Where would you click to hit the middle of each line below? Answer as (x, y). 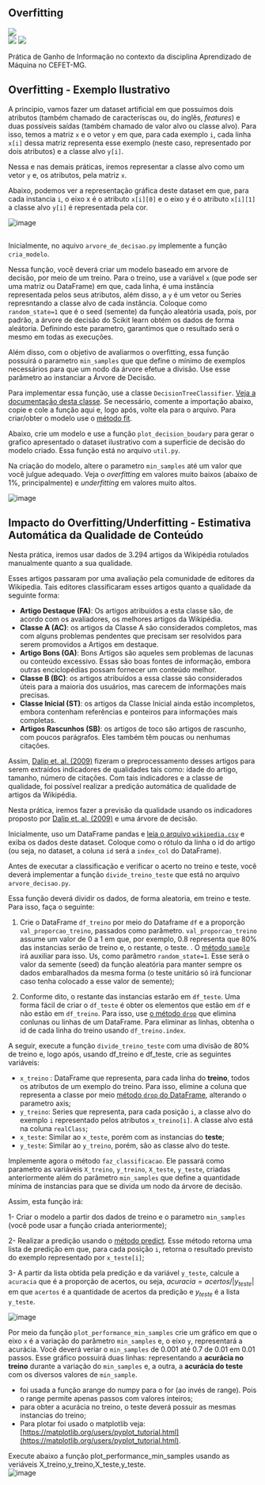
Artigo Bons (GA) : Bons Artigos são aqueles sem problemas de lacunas (136, 652)
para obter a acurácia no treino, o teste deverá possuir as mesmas (128, 1407)
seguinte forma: (34, 595)
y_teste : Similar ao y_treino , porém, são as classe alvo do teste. (125, 1145)
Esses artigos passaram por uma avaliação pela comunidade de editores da (131, 578)
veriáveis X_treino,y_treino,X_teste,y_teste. (77, 1464)
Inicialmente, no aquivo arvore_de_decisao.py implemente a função (118, 246)
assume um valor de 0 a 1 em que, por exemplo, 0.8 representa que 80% (138, 939)
